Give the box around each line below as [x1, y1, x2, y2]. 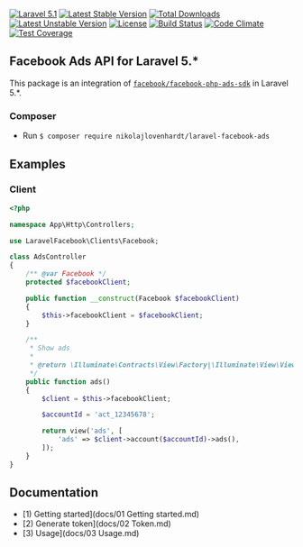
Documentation [9, 485, 99, 500]
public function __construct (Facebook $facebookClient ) [25, 294, 241, 303]
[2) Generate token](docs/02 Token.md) [22, 518, 171, 529]
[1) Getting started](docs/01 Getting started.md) [22, 509, 200, 520]
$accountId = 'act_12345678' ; [41, 410, 155, 419]
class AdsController [9, 252, 87, 261]
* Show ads [29, 343, 70, 353]
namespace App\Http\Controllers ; [9, 220, 135, 229]
